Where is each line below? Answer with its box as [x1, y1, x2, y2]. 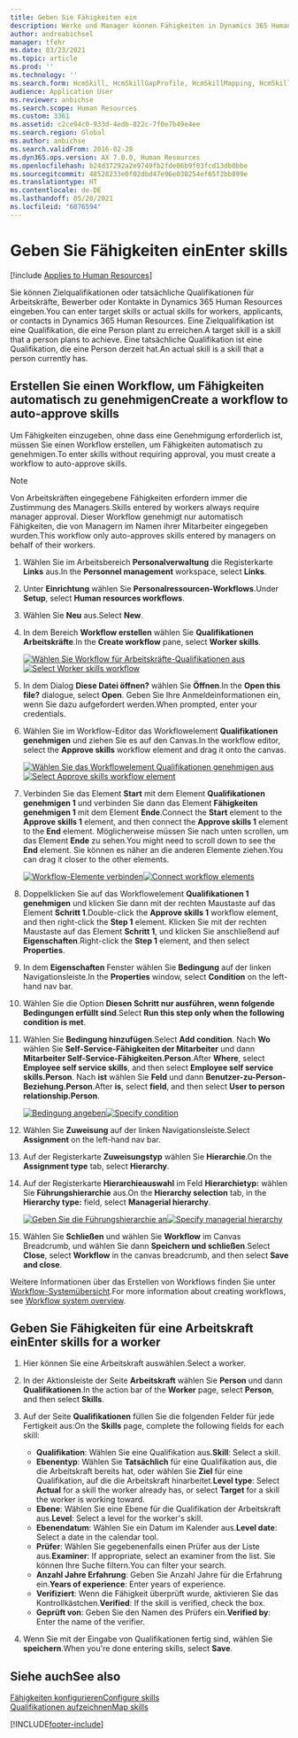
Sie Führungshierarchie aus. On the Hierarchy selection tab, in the [22, 1187, 267, 1198]
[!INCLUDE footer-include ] [10, 1719, 104, 1730]
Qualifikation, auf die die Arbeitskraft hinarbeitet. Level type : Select [35, 1476, 279, 1486]
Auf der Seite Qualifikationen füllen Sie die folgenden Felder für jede [22, 1411, 275, 1422]
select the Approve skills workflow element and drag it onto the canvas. [22, 744, 287, 755]
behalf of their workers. [10, 539, 96, 550]
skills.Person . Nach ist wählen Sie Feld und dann [22, 1071, 204, 1082]
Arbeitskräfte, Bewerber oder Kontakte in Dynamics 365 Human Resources [10, 296, 283, 306]
